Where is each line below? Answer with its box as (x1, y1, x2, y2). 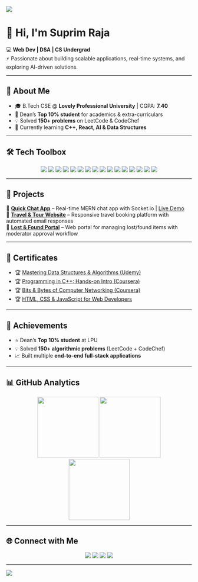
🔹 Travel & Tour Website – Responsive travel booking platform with (6, 211, 169, 218)
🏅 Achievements (6, 320, 68, 330)
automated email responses (6, 217, 74, 224)
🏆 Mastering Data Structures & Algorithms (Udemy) (14, 269, 141, 276)
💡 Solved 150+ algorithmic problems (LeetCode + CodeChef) (14, 345, 166, 352)
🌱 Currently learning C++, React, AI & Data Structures (14, 124, 147, 131)
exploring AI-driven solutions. (6, 63, 78, 70)
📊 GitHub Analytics (6, 378, 80, 388)
